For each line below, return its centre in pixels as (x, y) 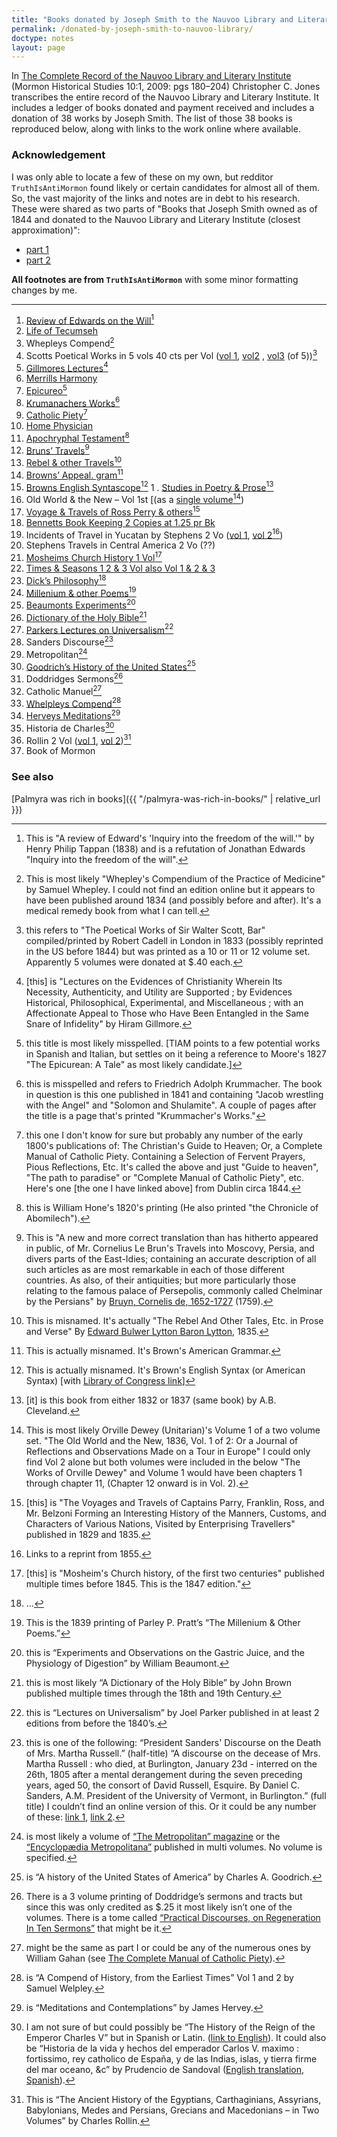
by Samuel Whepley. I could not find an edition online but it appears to (170, 889)
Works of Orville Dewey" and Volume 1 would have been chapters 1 (164, 1472)
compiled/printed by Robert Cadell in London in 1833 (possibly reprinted (174, 940)
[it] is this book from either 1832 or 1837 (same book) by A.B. (151, 1400)
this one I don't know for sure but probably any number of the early (164, 1135)
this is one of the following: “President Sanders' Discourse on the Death (173, 1742)
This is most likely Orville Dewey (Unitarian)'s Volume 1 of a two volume (173, 1430)
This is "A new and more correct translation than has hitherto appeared (172, 1237)
